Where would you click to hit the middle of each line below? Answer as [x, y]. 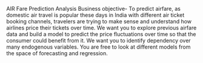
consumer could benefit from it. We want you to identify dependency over [98, 40]
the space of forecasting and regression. [57, 53]
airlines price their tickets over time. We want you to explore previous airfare [101, 28]
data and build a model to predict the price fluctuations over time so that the [101, 34]
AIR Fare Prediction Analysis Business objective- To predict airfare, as [93, 9]
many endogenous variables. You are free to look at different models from [98, 47]
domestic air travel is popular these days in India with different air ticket [95, 15]
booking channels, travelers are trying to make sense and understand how [99, 21]
